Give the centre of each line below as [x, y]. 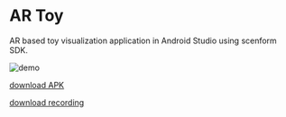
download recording [47, 102]
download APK [37, 85]
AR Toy [37, 16]
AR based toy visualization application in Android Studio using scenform [143, 40]
